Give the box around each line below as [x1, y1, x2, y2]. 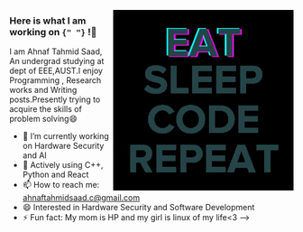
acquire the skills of [9, 104, 83, 115]
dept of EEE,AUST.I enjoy [9, 65, 104, 77]
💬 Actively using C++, [22, 160, 104, 171]
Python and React [22, 169, 89, 181]
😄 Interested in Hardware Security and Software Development [22, 202, 255, 213]
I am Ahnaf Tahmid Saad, [9, 46, 103, 57]
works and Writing [9, 85, 78, 96]
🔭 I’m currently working [22, 131, 110, 142]
